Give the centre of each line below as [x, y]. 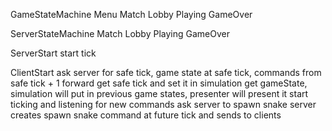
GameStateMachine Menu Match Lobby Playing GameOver [131, 14]
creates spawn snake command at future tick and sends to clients [146, 115]
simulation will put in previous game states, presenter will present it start [159, 93]
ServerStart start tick [53, 53]
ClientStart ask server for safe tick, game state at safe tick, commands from [166, 72]
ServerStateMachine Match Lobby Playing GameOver [120, 33]
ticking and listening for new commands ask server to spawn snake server [163, 104]
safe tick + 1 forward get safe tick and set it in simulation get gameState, [159, 83]
